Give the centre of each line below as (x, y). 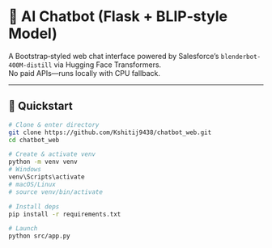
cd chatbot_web (34, 140)
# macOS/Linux (32, 184)
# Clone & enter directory (54, 124)
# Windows (25, 170)
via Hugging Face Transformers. (108, 65)
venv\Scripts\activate (47, 177)
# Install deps (34, 206)
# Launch (23, 229)
